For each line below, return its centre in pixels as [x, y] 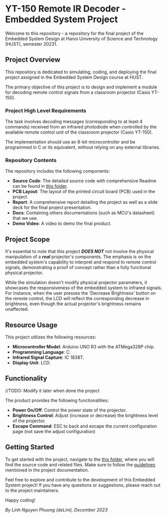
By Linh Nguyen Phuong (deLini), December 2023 [56, 509]
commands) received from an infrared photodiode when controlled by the [81, 127]
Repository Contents [31, 160]
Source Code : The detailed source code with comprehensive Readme [84, 181]
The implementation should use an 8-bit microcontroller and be [70, 142]
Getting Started [30, 447]
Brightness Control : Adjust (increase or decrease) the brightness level [85, 415]
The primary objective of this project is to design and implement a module [81, 87]
